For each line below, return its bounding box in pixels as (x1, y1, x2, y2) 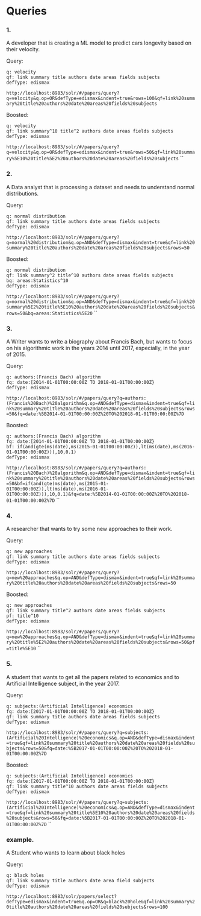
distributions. (6, 190, 39, 197)
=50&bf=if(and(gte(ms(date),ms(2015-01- (6, 481, 110, 487)
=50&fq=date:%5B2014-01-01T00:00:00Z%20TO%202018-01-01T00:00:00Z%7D (6, 411, 185, 417)
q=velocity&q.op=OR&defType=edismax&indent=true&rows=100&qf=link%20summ (6, 95, 196, 102)
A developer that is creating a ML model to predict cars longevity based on (6, 39, 191, 46)
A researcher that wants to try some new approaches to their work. (6, 525, 173, 533)
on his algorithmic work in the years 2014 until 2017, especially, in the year (6, 345, 190, 352)
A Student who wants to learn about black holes (6, 849, 125, 856)
